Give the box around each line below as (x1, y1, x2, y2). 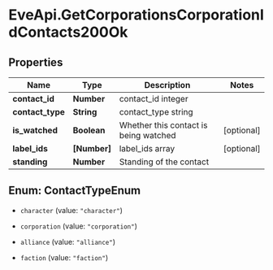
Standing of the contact (119, 156, 210, 168)
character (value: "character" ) (19, 205, 123, 215)
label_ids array (119, 143, 175, 154)
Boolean (72, 124, 106, 136)
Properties (8, 55, 63, 69)
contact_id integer (119, 94, 188, 104)
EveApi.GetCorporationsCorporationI (8, 6, 264, 24)
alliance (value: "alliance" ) (19, 237, 116, 246)
